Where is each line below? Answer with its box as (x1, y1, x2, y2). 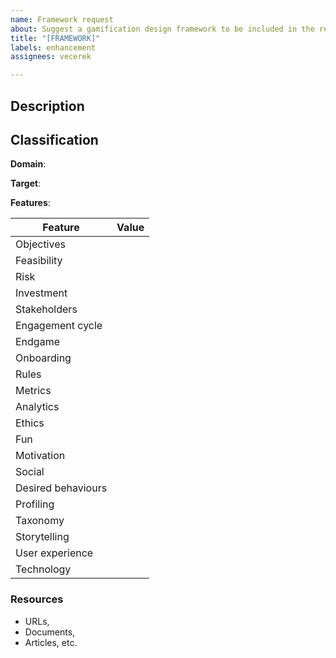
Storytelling (15, 530, 70, 544)
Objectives (15, 237, 66, 251)
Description (10, 97, 85, 115)
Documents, (24, 626, 76, 638)
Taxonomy (15, 514, 65, 528)
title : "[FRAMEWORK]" (10, 33, 101, 43)
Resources (10, 592, 64, 606)
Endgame (15, 335, 61, 349)
